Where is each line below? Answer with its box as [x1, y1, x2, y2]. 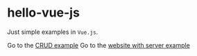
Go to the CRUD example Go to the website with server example [7, 41, 191, 49]
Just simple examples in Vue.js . [7, 28, 98, 36]
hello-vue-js [7, 5, 80, 21]
